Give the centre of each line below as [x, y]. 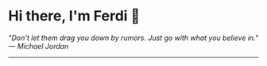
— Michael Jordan [39, 46]
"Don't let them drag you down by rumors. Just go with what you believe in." [133, 38]
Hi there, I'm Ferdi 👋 [74, 16]
